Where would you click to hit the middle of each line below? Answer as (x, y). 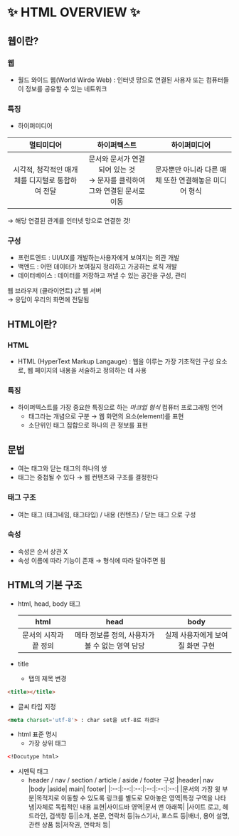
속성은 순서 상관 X (43, 551)
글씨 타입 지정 (37, 706)
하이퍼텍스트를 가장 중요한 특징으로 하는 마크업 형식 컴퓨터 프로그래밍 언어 (120, 408)
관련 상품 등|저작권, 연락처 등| (69, 825)
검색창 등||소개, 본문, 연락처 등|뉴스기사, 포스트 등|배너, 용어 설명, (139, 816)
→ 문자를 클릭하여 (117, 180)
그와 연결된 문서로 (117, 191)
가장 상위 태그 (47, 743)
